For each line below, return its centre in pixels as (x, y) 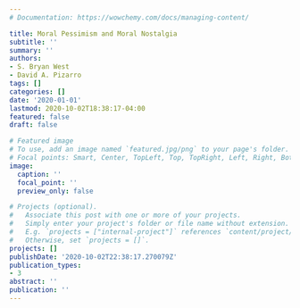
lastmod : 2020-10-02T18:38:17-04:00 (77, 108)
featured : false (39, 117)
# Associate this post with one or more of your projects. (125, 215)
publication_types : (46, 265)
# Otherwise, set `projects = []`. (79, 240)
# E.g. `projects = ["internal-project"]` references (115, 232)
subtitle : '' (33, 42)
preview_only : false (55, 191)
